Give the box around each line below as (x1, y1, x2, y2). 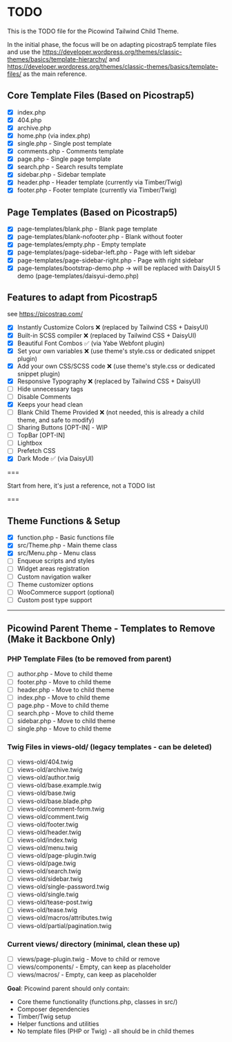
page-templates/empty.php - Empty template (17, 240, 146, 249)
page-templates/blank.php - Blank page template (17, 225, 157, 233)
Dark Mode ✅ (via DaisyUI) (17, 454, 95, 463)
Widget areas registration (17, 564, 90, 573)
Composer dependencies (17, 1005, 90, 1014)
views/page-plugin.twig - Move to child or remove (17, 954, 160, 963)
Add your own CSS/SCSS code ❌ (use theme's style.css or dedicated (17, 362, 215, 370)
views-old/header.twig (17, 828, 81, 836)
